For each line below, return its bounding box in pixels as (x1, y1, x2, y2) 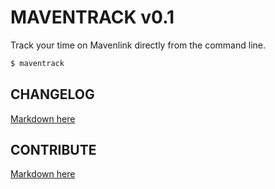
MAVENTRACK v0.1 (10, 6, 175, 29)
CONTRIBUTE (10, 142, 97, 159)
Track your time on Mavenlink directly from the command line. (10, 39, 267, 51)
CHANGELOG (10, 86, 95, 103)
